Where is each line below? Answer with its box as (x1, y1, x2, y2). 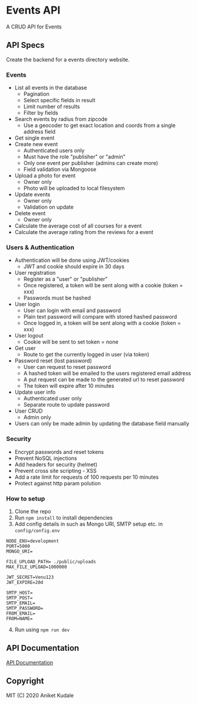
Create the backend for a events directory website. (6, 56, 130, 63)
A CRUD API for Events (6, 23, 62, 30)
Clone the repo (14, 508, 51, 515)
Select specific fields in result (23, 97, 96, 104)
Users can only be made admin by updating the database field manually (14, 420, 190, 427)
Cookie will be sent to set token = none (23, 338, 119, 346)
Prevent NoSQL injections (14, 455, 77, 462)
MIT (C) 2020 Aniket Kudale (6, 692, 74, 699)
